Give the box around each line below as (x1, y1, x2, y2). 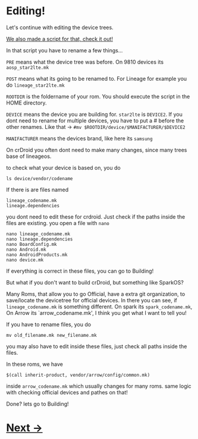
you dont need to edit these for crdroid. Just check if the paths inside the (6, 213, 186, 220)
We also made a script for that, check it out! (6, 35, 113, 42)
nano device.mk (6, 257, 44, 263)
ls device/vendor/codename (6, 175, 73, 182)
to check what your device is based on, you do (6, 164, 121, 171)
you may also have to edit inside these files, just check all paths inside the (6, 343, 187, 350)
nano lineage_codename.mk (6, 230, 70, 237)
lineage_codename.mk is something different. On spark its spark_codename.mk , (6, 303, 193, 310)
